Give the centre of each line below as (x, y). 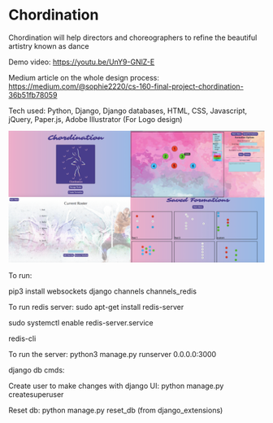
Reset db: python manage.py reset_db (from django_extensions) (116, 410)
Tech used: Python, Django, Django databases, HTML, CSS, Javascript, (128, 111)
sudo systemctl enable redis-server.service (81, 322)
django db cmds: (37, 370)
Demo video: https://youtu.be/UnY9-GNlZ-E (82, 62)
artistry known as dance (49, 46)
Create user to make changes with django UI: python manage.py (116, 386)
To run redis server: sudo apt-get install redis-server (96, 307)
